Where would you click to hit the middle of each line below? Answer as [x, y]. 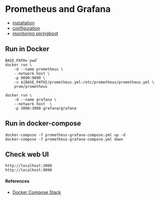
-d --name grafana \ [35, 100]
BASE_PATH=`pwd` [22, 61]
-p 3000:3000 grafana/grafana [45, 108]
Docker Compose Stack [37, 192]
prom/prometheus [31, 86]
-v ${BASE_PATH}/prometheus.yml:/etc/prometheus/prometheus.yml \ [84, 82]
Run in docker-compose [43, 123]
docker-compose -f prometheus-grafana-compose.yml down [64, 139]
